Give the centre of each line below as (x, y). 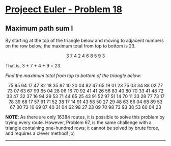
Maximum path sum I (39, 28)
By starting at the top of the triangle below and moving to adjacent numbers (85, 40)
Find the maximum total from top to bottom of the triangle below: (73, 76)
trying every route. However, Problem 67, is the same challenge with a (78, 123)
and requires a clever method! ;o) (40, 133)
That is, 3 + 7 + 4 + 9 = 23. (34, 66)
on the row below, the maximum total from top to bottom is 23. (70, 46)
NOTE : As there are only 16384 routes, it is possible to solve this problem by (85, 117)
